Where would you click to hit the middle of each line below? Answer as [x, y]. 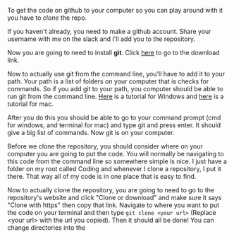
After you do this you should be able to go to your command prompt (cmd [114, 117]
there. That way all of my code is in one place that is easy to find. [102, 176]
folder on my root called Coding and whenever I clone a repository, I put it [114, 169]
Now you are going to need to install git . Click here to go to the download [113, 53]
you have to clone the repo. [47, 18]
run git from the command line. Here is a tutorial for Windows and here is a [116, 96]
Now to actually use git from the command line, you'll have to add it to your [116, 74]
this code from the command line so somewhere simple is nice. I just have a [117, 161]
